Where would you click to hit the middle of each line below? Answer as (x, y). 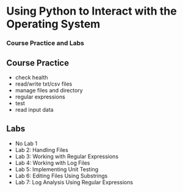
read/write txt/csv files (44, 84)
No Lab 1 (26, 143)
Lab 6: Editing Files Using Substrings (61, 176)
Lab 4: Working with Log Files (52, 163)
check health (31, 77)
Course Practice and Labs (45, 43)
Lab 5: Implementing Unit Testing (57, 169)
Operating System (53, 24)
